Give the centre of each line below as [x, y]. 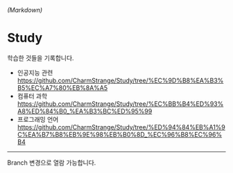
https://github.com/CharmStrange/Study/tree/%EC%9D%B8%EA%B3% [120, 80]
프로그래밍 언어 [38, 119]
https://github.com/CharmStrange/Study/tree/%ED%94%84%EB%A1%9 [121, 127]
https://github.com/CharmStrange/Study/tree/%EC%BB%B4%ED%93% [120, 104]
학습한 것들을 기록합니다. [41, 57]
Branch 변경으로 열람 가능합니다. [52, 163]
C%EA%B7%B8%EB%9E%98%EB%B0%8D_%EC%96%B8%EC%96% [120, 134]
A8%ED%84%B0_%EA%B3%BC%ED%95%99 [85, 111]
